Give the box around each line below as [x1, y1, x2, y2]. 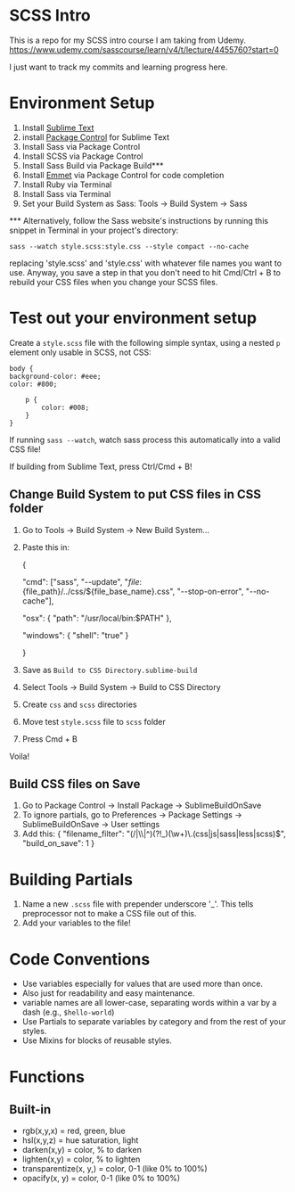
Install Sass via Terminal [21, 188, 111, 199]
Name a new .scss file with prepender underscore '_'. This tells [21, 899, 254, 909]
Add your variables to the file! [21, 917, 131, 928]
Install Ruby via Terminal [21, 179, 112, 190]
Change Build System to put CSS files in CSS [9, 487, 261, 502]
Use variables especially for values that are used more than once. [21, 978, 264, 990]
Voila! [9, 751, 30, 761]
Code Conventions [9, 949, 151, 969]
